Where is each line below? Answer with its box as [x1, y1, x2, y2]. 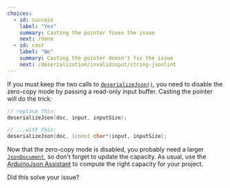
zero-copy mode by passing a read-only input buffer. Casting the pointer [7, 87, 213, 95]
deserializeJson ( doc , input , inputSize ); [7, 114, 128, 121]
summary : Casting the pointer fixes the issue [19, 29, 155, 36]
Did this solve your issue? [7, 173, 80, 182]
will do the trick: [7, 94, 53, 103]
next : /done [19, 36, 54, 43]
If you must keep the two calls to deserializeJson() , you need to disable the [7, 80, 223, 88]
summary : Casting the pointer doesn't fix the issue [19, 55, 174, 62]
